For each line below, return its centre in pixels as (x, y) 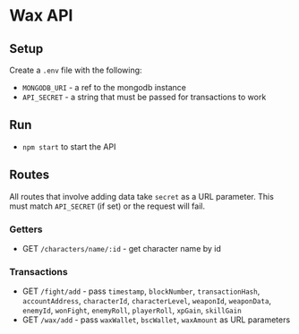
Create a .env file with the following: (76, 70)
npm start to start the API (69, 146)
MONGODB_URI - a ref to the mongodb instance (104, 87)
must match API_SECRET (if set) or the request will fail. (107, 206)
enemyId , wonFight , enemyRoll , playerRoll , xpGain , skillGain (132, 311)
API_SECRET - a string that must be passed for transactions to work (144, 97)
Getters (26, 229)
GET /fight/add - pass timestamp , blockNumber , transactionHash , (141, 291)
